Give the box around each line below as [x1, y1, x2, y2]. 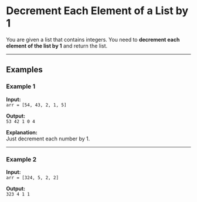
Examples [6, 65, 43, 75]
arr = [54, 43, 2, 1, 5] [6, 102, 67, 108]
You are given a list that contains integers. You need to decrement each [6, 36, 180, 43]
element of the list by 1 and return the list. [6, 42, 108, 49]
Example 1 [6, 82, 36, 90]
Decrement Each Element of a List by [6, 4, 189, 18]
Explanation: [6, 129, 38, 136]
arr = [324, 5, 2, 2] [6, 174, 59, 180]
